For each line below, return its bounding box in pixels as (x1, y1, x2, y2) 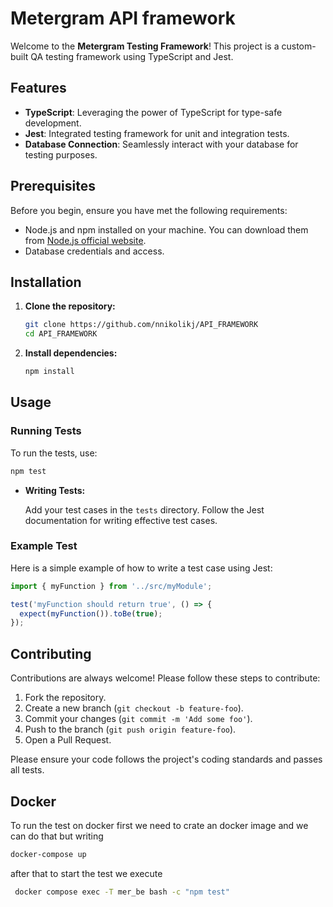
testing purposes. (24, 148, 98, 161)
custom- (281, 40, 317, 52)
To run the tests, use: (10, 447, 98, 459)
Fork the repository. (24, 692, 107, 704)
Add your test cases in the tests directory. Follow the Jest (24, 503, 265, 516)
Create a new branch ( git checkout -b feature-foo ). (24, 702, 244, 714)
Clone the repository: (24, 300, 116, 312)
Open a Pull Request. (24, 734, 112, 746)
